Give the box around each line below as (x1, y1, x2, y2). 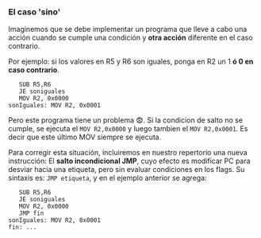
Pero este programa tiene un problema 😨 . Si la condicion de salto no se (8, 115, 244, 125)
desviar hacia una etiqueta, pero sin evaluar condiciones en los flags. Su (8, 165, 245, 174)
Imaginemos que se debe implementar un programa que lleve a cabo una (8, 25, 248, 34)
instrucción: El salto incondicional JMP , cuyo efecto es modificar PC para (8, 156, 251, 166)
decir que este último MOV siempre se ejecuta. (8, 132, 162, 142)
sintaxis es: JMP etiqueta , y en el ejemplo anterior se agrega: (8, 174, 208, 183)
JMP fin (18, 209, 44, 217)
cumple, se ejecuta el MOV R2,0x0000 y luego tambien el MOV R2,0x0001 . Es (8, 124, 248, 134)
